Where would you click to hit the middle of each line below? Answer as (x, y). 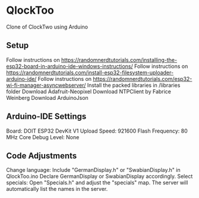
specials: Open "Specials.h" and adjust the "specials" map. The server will (97, 183)
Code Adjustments (42, 155)
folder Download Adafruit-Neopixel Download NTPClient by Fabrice (89, 91)
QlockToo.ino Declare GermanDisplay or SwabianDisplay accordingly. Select (99, 177)
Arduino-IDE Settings (46, 117)
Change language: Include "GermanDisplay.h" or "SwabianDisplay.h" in (93, 170)
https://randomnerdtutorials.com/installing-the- (119, 59)
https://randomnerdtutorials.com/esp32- (143, 78)
